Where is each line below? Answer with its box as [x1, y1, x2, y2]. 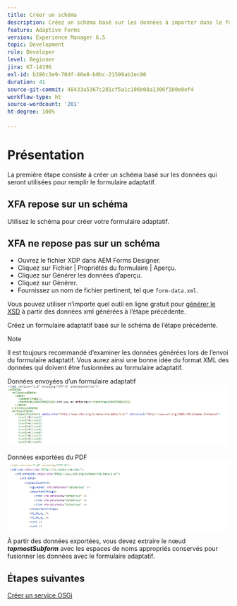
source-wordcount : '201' [7, 101, 80, 108]
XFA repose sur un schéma [7, 198, 128, 210]
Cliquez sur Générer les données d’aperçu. [17, 271, 142, 280]
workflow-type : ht [7, 93, 61, 100]
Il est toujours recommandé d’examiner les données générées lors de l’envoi [7, 348, 229, 357]
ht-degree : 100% [7, 108, 55, 116]
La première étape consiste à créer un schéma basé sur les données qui [7, 170, 217, 179]
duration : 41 [7, 78, 46, 85]
